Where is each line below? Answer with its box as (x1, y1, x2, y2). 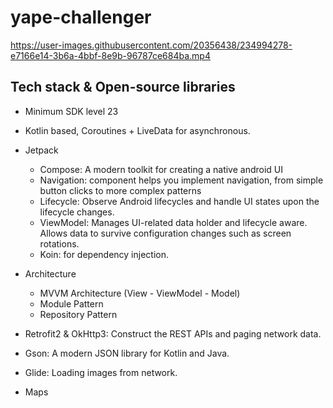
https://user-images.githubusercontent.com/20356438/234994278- (10, 39, 293, 51)
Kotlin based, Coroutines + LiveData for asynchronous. (24, 124, 251, 136)
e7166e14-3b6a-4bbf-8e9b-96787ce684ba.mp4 (10, 49, 211, 61)
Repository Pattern (39, 308, 118, 320)
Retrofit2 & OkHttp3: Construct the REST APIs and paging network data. (24, 327, 322, 340)
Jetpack (24, 144, 59, 156)
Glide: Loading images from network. (24, 366, 178, 378)
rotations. (39, 237, 80, 250)
